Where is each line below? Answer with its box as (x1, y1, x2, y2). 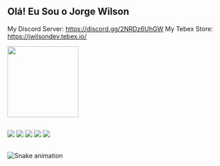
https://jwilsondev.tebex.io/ (7, 32, 87, 40)
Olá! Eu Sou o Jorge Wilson (7, 6, 130, 18)
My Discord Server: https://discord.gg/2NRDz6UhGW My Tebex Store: (7, 24, 214, 33)
